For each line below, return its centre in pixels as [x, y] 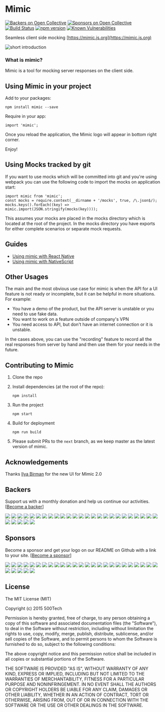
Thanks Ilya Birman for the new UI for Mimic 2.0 [53, 474]
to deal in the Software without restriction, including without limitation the [79, 628]
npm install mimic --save [32, 107]
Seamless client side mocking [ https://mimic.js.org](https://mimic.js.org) [78, 37]
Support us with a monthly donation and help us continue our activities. [77, 501]
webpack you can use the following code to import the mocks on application [83, 182]
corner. [12, 140]
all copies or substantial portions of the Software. [55, 659]
